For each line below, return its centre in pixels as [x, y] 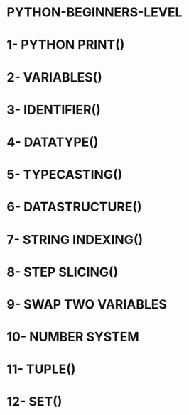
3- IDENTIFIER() [54, 110]
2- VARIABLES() [54, 77]
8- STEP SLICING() [63, 272]
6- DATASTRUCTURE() [75, 207]
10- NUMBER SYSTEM [73, 337]
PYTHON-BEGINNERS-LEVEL [94, 12]
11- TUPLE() [41, 369]
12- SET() [34, 402]
